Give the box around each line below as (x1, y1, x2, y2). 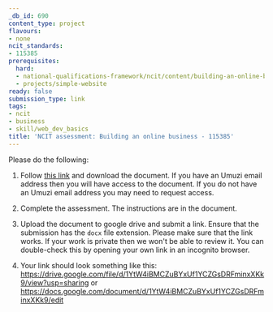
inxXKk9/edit (19, 295, 64, 305)
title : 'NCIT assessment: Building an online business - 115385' (8, 132, 234, 140)
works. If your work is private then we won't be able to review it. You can (19, 236, 264, 246)
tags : (8, 102, 27, 110)
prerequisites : (8, 58, 60, 66)
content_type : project (8, 19, 85, 28)
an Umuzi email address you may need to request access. (19, 187, 214, 197)
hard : (15, 65, 35, 73)
